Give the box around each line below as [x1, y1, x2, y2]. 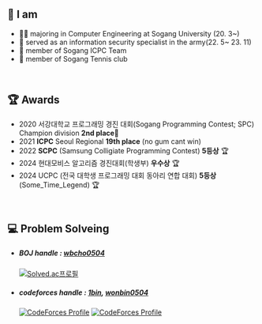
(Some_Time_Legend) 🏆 [18, 179, 100, 190]
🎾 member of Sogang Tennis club [18, 54, 128, 63]
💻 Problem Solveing [7, 222, 110, 235]
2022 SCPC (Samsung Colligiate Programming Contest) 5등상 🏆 [18, 145, 230, 155]
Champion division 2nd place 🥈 [18, 128, 119, 138]
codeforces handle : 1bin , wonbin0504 [18, 288, 149, 297]
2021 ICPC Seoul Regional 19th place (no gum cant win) [18, 136, 202, 146]
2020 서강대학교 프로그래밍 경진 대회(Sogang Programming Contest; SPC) [18, 119, 255, 129]
